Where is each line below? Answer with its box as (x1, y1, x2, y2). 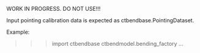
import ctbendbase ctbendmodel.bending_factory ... (51, 40, 183, 47)
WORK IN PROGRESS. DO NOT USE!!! (6, 5, 101, 12)
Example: (6, 28, 30, 36)
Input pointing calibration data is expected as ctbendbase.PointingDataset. (6, 17, 194, 23)
